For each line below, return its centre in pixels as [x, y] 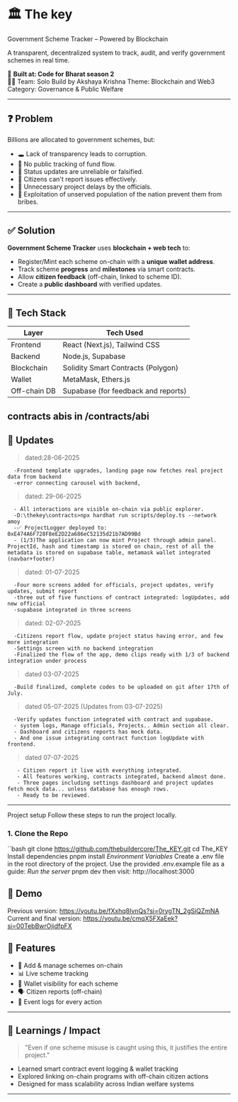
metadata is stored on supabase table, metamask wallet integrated [109, 552]
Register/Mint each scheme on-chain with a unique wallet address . [116, 261]
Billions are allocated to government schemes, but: [81, 139]
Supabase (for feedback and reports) [125, 391]
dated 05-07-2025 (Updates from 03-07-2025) [93, 706]
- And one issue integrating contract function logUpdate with [109, 738]
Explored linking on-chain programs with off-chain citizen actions [113, 1076]
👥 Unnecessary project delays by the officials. [85, 187]
